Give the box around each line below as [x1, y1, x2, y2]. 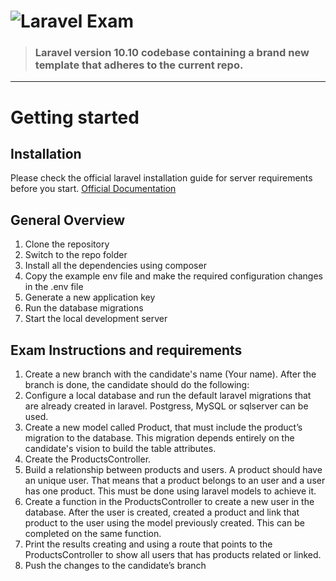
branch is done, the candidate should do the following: [24, 379, 250, 391]
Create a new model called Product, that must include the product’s [24, 421, 303, 434]
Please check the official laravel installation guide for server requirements [10, 172, 313, 184]
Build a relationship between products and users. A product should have [24, 464, 323, 476]
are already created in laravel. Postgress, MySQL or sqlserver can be [24, 400, 309, 412]
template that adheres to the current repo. [34, 58, 244, 72]
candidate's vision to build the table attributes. [24, 443, 217, 455]
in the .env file [24, 281, 84, 293]
